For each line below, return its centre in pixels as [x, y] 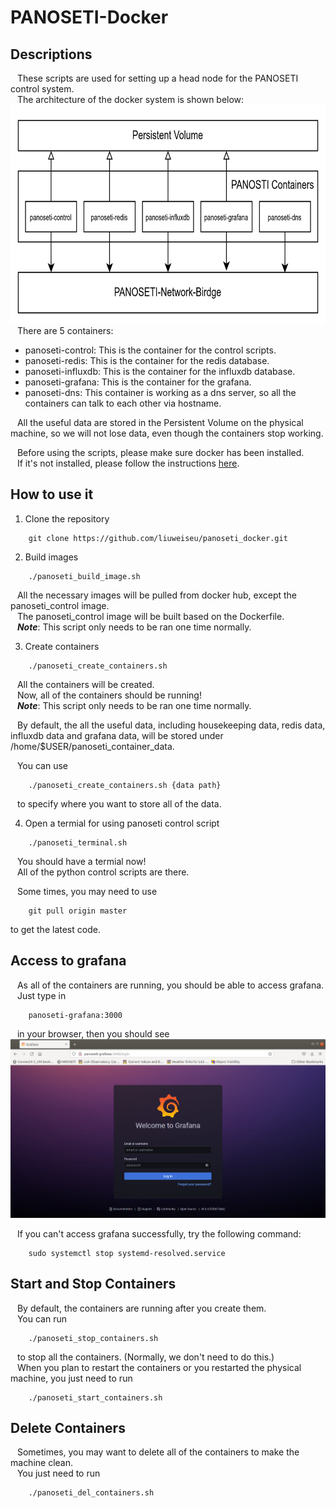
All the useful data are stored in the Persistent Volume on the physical [160, 422]
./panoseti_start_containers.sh [95, 1397]
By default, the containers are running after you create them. [141, 1308]
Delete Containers [68, 1428]
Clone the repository [67, 518]
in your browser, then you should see [93, 1033]
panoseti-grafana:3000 [75, 1015]
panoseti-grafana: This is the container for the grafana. [138, 382]
